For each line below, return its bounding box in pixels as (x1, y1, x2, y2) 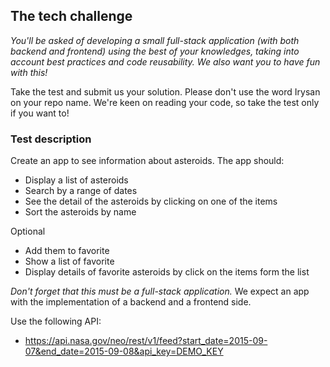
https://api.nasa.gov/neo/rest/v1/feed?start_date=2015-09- (24, 335, 268, 347)
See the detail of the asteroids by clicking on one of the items (24, 195, 278, 208)
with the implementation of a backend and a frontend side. (10, 296, 252, 308)
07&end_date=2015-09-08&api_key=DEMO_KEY (24, 345, 224, 358)
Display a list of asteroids (24, 174, 129, 186)
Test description (10, 132, 92, 146)
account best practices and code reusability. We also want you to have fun (10, 55, 321, 68)
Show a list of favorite (24, 255, 115, 268)
